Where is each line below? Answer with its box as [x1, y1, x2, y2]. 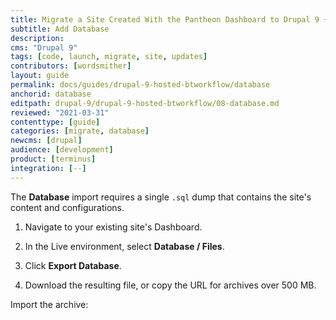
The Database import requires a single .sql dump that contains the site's [10, 191, 312, 203]
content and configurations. [10, 201, 125, 213]
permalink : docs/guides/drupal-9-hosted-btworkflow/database [10, 80, 271, 90]
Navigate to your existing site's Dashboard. [24, 221, 203, 233]
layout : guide [10, 71, 70, 81]
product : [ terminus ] [10, 154, 97, 164]
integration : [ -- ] [10, 163, 87, 173]
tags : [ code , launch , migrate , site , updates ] [10, 52, 208, 62]
